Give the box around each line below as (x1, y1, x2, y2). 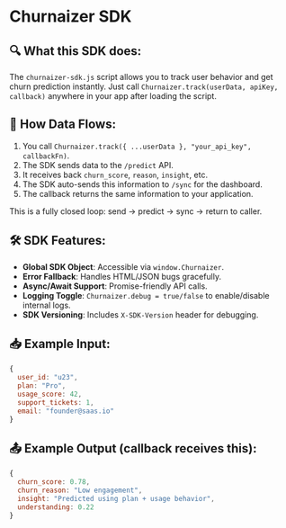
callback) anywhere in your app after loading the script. (9, 91, 218, 101)
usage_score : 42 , (17, 389, 83, 399)
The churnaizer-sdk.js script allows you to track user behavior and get (9, 72, 273, 82)
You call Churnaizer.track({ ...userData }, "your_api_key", (22, 140, 252, 151)
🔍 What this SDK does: (9, 43, 142, 58)
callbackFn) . (22, 150, 70, 161)
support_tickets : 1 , (17, 398, 94, 407)
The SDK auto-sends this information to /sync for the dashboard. (22, 178, 263, 190)
